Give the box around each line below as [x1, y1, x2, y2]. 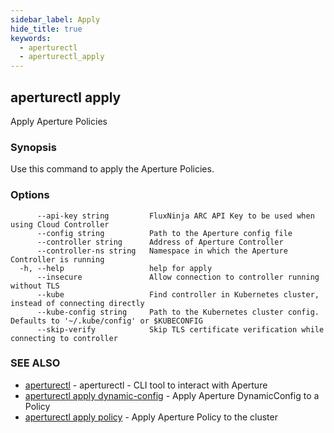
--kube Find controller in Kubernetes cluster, [36, 289, 320, 300]
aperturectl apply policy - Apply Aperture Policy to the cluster [24, 411, 278, 423]
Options [10, 188, 50, 202]
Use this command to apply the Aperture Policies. [10, 163, 215, 175]
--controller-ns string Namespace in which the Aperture [36, 246, 288, 256]
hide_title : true [10, 24, 83, 34]
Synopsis [10, 140, 57, 154]
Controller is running [10, 254, 105, 265]
